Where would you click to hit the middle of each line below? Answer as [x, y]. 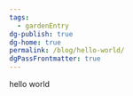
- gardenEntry [43, 26]
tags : [19, 17]
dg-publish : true [41, 34]
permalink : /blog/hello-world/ [67, 51]
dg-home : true [35, 42]
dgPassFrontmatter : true [55, 59]
